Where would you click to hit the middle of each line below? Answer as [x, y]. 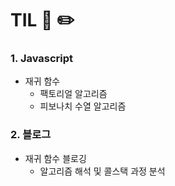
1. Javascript [42, 59]
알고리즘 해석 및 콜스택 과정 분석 [102, 171]
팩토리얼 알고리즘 [73, 94]
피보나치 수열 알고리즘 [83, 106]
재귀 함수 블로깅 [55, 158]
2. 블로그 [31, 135]
